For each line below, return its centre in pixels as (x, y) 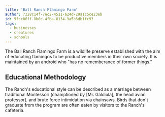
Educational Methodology (46, 77)
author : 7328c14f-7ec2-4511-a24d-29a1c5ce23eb (54, 14)
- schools (19, 38)
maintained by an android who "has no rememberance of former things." (79, 62)
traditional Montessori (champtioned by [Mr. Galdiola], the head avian (76, 94)
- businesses (23, 28)
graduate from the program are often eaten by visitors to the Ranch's (75, 105)
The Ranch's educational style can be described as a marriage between (78, 89)
